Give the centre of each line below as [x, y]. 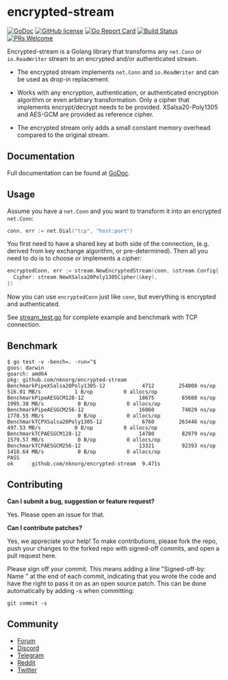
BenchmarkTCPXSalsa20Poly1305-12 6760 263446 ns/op [111, 422]
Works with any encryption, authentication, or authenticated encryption [118, 92]
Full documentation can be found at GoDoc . [68, 173]
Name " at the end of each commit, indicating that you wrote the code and [112, 576]
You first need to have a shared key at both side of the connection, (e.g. [108, 244]
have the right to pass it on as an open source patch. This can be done [107, 583]
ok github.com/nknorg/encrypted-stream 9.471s [84, 464]
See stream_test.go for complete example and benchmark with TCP [102, 317]
